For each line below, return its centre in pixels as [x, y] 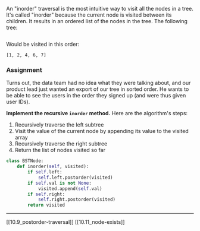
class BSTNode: [25, 161]
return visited [46, 205]
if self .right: [46, 194]
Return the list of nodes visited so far [60, 150]
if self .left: [45, 172]
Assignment [24, 69]
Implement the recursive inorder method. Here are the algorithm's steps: [97, 113]
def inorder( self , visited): [53, 167]
